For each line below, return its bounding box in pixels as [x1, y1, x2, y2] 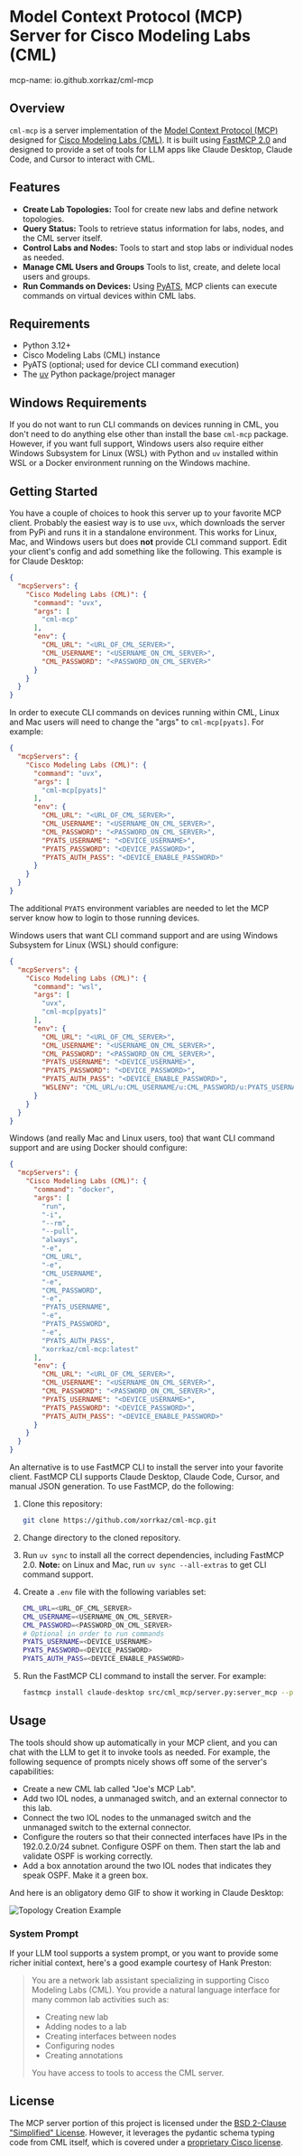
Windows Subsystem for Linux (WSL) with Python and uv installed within [9, 448, 279, 459]
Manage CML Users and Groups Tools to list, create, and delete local [22, 261, 281, 272]
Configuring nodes [44, 2039, 115, 2051]
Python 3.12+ [22, 341, 71, 351]
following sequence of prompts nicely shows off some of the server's [9, 1756, 268, 1767]
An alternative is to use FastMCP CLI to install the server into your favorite [9, 1461, 284, 1472]
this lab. [22, 1802, 52, 1813]
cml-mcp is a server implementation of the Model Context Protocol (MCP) [9, 125, 279, 135]
